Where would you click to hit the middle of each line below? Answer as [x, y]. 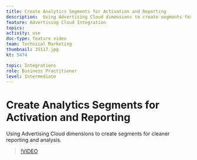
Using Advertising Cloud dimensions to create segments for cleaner [88, 134]
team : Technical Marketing [39, 44]
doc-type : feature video [36, 39]
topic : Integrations [31, 65]
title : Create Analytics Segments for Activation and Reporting [86, 11]
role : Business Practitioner [42, 71]
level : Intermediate [31, 76]
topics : [16, 28]
